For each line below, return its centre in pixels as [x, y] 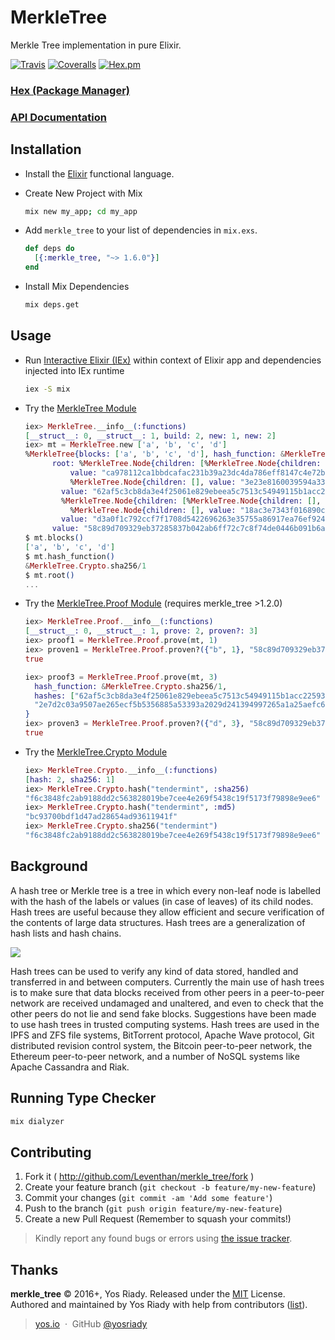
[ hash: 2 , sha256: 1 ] [70, 779]
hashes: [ [54, 696]
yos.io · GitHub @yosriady [91, 1324]
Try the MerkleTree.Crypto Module [96, 752]
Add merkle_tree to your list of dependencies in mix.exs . [141, 230]
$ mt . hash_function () [70, 556]
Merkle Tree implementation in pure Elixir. [96, 45]
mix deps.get [52, 305]
